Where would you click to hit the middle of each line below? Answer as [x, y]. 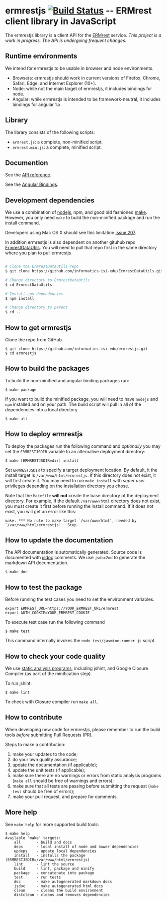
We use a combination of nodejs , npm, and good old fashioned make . [76, 212]
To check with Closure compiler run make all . [52, 702]
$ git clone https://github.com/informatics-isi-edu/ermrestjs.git [77, 349]
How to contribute [34, 717]
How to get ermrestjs [38, 328]
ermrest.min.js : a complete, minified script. [57, 147]
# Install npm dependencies [34, 294]
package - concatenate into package [54, 873]
